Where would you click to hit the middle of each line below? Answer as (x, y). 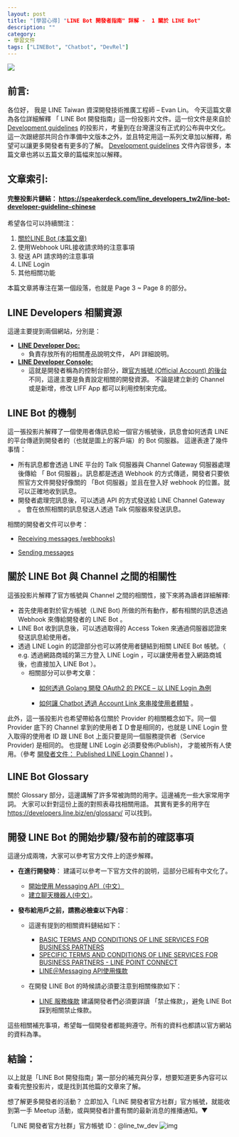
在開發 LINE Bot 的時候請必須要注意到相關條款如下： (105, 986)
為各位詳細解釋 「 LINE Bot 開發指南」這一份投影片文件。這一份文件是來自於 (119, 118)
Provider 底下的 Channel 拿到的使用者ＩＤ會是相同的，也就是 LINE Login (113, 727)
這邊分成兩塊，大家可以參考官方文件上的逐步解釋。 (82, 856)
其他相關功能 (36, 273)
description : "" (31, 27)
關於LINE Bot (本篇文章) (52, 238)
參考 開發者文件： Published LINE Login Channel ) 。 (100, 754)
